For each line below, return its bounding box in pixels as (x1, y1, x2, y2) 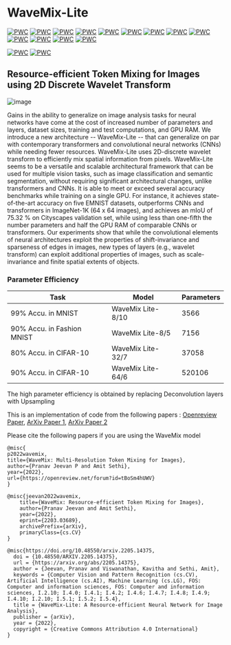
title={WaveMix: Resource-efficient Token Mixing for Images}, (19, 499, 205, 506)
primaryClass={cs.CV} (19, 529, 81, 536)
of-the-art (7, 199, 36, 207)
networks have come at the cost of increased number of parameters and (7, 118, 213, 126)
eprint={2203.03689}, (19, 517, 81, 524)
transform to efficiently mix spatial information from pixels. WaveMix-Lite (7, 155, 213, 163)
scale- (186, 250, 205, 258)
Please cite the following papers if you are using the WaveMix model (7, 431, 201, 439)
